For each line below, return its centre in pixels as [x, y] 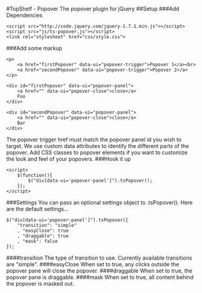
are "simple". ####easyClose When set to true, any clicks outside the [93, 264]
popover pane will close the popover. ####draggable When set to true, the [99, 271]
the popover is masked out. [40, 284]
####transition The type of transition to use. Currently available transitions [99, 258]
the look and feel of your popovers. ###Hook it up [69, 159]
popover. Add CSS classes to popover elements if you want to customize [97, 152]
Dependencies [24, 15]
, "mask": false [38, 241]
